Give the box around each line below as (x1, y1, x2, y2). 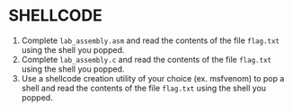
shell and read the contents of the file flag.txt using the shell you (21, 82, 267, 93)
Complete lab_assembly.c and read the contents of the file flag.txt (21, 54, 271, 65)
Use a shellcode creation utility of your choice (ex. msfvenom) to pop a (21, 73, 285, 83)
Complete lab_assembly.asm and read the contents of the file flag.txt (21, 35, 280, 46)
